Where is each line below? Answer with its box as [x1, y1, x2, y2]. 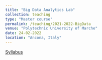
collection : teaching [5, 12, 51, 17]
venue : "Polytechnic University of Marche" [5, 26, 98, 31]
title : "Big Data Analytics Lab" [5, 7, 75, 12]
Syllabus [5, 48, 23, 55]
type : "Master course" [5, 16, 53, 21]
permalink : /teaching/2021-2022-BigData [5, 21, 91, 26]
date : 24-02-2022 [5, 30, 42, 35]
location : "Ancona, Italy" [5, 35, 62, 40]
